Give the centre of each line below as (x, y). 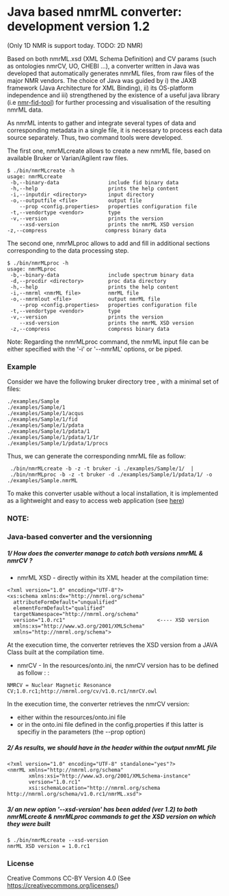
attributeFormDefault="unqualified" (65, 602)
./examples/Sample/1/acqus (45, 414)
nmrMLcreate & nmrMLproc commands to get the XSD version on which (112, 817)
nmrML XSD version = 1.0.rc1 (49, 846)
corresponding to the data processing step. (68, 250)
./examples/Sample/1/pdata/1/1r (53, 438)
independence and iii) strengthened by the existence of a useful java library (113, 95)
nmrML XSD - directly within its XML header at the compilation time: (113, 578)
